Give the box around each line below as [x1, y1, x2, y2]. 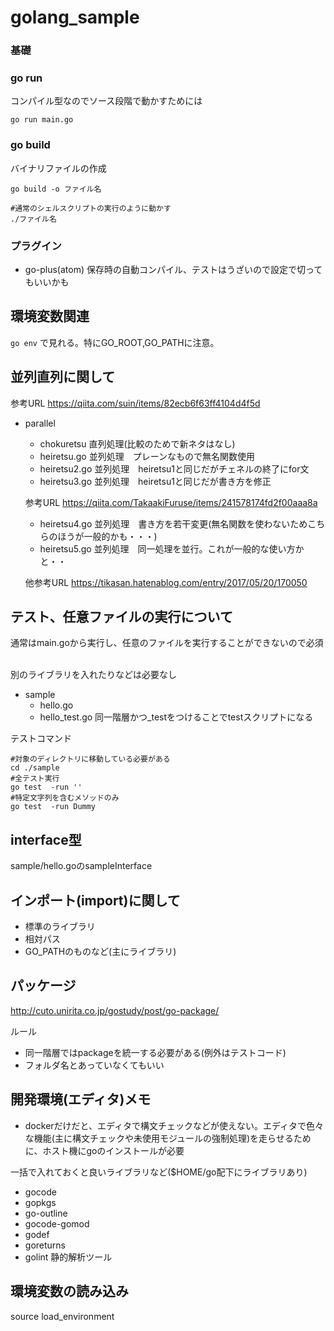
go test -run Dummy [10, 802, 97, 812]
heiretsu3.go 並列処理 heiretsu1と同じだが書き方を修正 [39, 475, 272, 487]
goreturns [24, 1239, 66, 1251]
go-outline [24, 1207, 68, 1219]
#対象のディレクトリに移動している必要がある [10, 754, 171, 765]
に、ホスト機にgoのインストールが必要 [24, 1144, 185, 1156]
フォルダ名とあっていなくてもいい [24, 1059, 165, 1071]
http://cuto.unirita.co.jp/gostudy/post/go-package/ [10, 1004, 220, 1016]
